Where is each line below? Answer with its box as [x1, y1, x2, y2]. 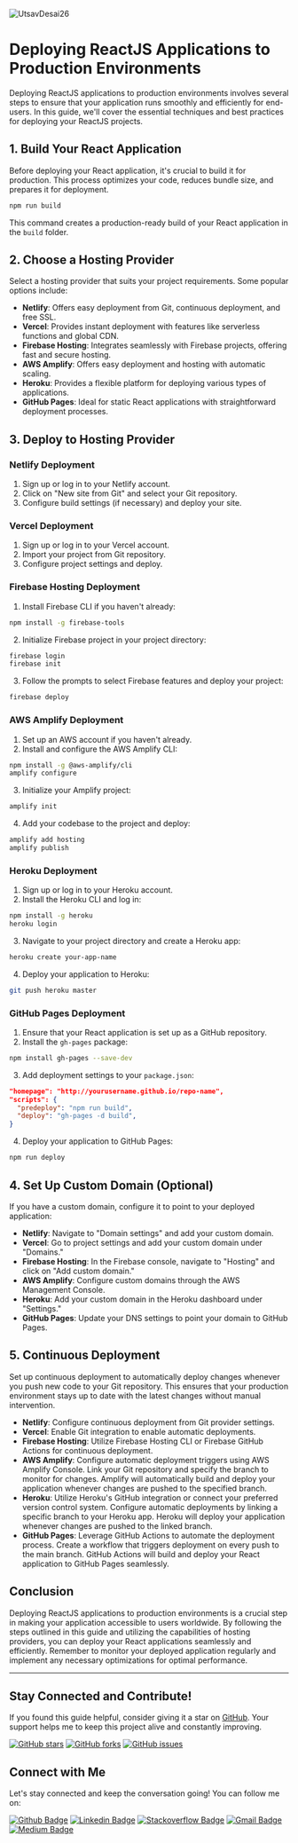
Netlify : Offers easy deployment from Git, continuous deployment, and [21, 303, 281, 313]
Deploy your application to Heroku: [21, 968, 150, 980]
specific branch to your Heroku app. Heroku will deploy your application [21, 1511, 286, 1522]
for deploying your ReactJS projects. [9, 115, 144, 126]
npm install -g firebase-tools [9, 618, 125, 627]
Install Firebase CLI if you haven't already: [21, 601, 176, 611]
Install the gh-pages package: [21, 1036, 129, 1047]
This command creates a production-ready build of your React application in [9, 217, 288, 228]
